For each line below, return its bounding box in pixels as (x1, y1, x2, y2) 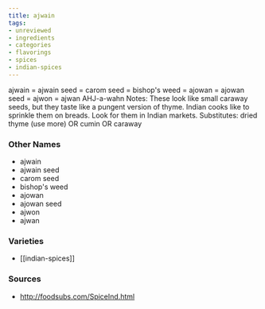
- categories (8, 41, 52, 49)
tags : (8, 19, 26, 27)
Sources (8, 273, 41, 284)
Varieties (8, 235, 44, 246)
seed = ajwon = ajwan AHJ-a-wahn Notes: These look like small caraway (8, 93, 248, 103)
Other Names (8, 138, 61, 149)
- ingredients (8, 33, 56, 42)
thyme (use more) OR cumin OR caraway (8, 118, 142, 128)
